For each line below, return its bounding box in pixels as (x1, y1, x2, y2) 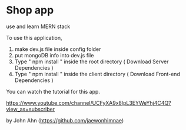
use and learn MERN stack (6, 23, 71, 30)
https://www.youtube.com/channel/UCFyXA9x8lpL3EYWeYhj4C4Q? (6, 99, 172, 106)
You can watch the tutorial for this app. (6, 88, 100, 95)
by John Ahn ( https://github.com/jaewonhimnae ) (6, 117, 124, 124)
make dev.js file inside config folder (14, 45, 101, 53)
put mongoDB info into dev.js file (14, 52, 94, 59)
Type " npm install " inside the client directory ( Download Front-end (14, 70, 181, 77)
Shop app (6, 4, 54, 17)
